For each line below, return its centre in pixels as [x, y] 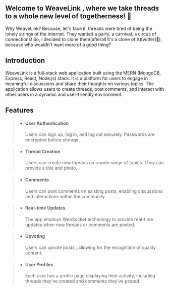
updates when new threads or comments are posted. [80, 225]
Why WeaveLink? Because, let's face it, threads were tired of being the [79, 28]
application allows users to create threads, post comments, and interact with [85, 89]
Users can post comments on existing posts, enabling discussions [94, 191]
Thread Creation [43, 151]
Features [19, 110]
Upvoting [35, 236]
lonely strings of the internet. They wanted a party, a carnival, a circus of [81, 34]
